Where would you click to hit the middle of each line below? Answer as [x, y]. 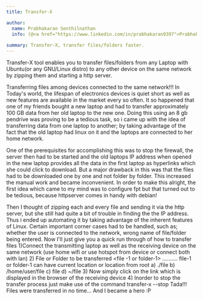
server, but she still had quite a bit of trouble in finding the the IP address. [98, 213]
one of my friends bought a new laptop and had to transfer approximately [98, 106]
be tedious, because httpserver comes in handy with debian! [82, 195]
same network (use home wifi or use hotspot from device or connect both [98, 252]
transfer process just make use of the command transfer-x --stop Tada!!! [97, 284]
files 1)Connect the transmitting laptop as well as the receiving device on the [101, 245]
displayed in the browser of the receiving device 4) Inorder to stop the [93, 278]
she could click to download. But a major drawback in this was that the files [100, 169]
